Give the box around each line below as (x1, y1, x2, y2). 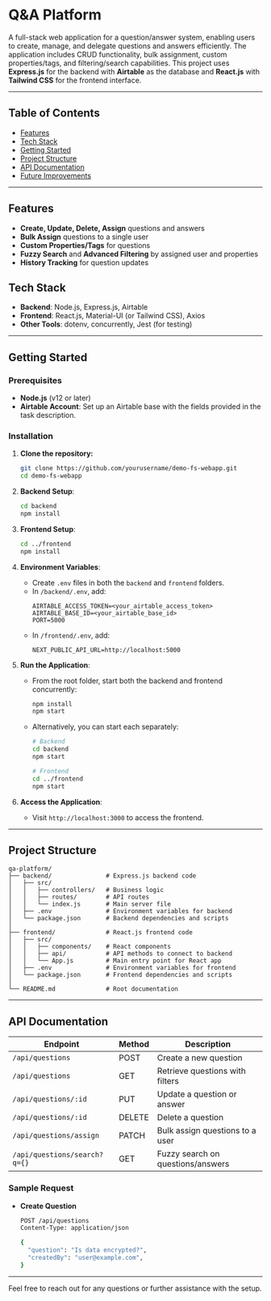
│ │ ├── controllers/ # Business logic (8, 886, 164, 895)
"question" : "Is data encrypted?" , (27, 1246, 148, 1254)
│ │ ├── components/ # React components (8, 943, 172, 951)
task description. (19, 411, 77, 420)
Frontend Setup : (19, 524, 76, 534)
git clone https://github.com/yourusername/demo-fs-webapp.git (19, 465, 238, 473)
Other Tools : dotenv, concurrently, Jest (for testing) (19, 319, 193, 329)
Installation (8, 430, 54, 441)
